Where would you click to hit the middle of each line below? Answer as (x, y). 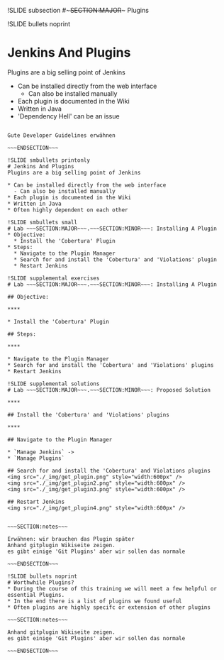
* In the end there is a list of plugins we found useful (95, 601)
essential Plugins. (36, 595)
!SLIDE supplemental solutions (54, 384)
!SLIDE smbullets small (43, 222)
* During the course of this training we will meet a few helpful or (112, 588)
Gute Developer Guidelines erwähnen (61, 135)
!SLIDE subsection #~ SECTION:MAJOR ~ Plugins (78, 10)
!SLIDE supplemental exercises (54, 278)
